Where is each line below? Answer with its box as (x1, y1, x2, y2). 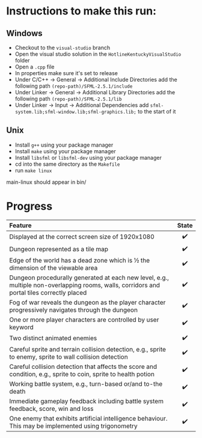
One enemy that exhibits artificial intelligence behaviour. (9, 414, 168, 422)
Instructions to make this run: (6, 4, 157, 18)
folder (14, 57, 30, 64)
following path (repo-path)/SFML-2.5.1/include (14, 82, 133, 90)
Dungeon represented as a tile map (9, 245, 109, 254)
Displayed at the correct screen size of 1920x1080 (9, 233, 155, 241)
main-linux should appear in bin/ (6, 178, 87, 186)
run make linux (14, 166, 52, 174)
